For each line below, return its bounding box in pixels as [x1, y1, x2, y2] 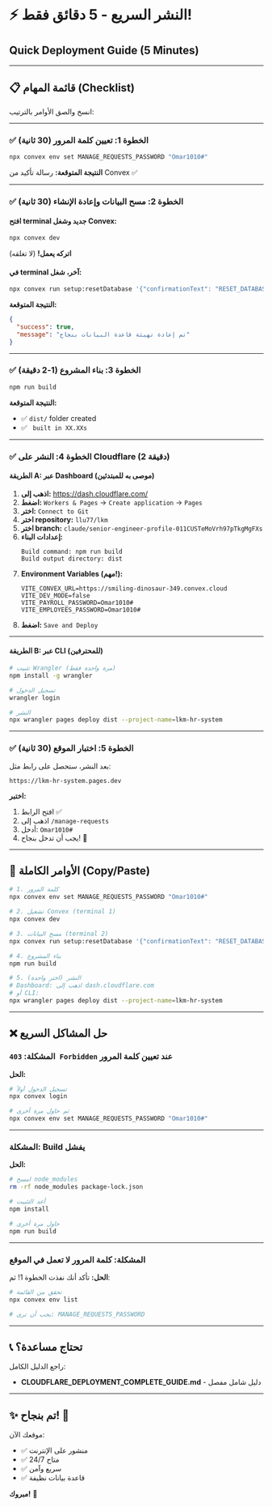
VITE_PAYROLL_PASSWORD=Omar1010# [20, 598, 134, 607]
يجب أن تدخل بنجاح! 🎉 [20, 832, 88, 842]
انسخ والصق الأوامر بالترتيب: [9, 106, 94, 117]
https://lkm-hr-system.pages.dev [9, 777, 122, 785]
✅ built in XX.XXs [20, 422, 88, 432]
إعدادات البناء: [20, 531, 64, 542]
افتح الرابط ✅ [20, 807, 63, 816]
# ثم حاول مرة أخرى [9, 1107, 69, 1115]
